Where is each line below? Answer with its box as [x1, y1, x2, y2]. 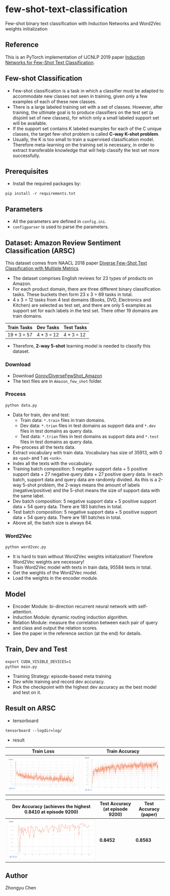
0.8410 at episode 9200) [24, 809, 78, 815]
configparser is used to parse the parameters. [12, 224, 109, 230]
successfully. [12, 152, 40, 159]
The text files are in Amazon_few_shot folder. [12, 378, 103, 384]
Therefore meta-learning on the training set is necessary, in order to [12, 141, 155, 148]
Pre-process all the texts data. [12, 444, 76, 450]
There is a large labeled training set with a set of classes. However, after [12, 104, 163, 110]
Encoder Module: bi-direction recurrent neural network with [12, 603, 138, 609]
